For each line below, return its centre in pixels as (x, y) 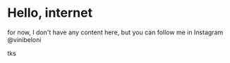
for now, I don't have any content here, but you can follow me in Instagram (115, 32)
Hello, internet (50, 13)
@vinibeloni (24, 39)
